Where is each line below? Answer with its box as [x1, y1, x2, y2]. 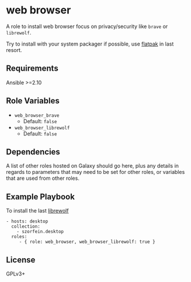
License [6, 255, 36, 264]
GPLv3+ [6, 270, 26, 277]
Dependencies [6, 147, 60, 156]
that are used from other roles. [6, 175, 80, 182]
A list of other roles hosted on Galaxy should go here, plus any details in [6, 162, 179, 169]
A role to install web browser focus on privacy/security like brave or [6, 23, 168, 30]
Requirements [6, 64, 58, 74]
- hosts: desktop [6, 218, 48, 225]
